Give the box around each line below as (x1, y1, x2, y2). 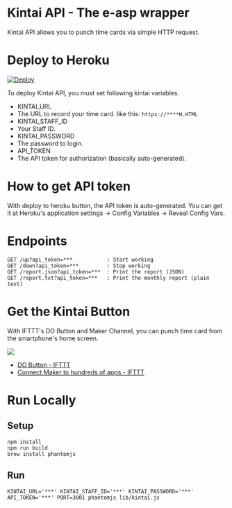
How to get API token (7, 179, 131, 194)
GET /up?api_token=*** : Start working (7, 256, 154, 263)
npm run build (7, 444, 49, 452)
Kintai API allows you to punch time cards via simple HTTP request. (7, 28, 200, 36)
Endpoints (7, 233, 67, 248)
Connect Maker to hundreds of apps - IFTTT (17, 367, 144, 376)
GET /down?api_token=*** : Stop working (7, 262, 151, 269)
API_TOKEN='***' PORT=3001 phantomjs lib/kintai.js (7, 494, 160, 501)
